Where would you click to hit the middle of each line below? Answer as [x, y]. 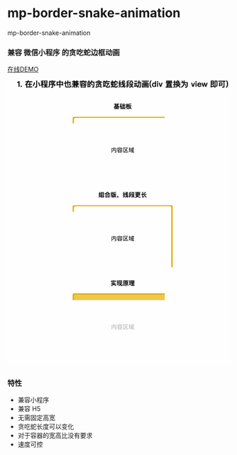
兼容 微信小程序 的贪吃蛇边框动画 [64, 53]
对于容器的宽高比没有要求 [55, 436]
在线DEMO [23, 70]
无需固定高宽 [36, 418]
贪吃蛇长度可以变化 [46, 427]
